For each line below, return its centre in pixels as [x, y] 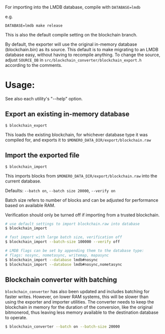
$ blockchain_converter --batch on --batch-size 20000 [63, 327]
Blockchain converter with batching [61, 280]
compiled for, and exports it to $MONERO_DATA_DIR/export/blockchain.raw [78, 140]
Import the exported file [42, 155]
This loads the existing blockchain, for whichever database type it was [76, 134]
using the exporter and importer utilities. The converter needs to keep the [80, 302]
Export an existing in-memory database [67, 114]
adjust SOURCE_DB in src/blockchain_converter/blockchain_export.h [73, 60]
